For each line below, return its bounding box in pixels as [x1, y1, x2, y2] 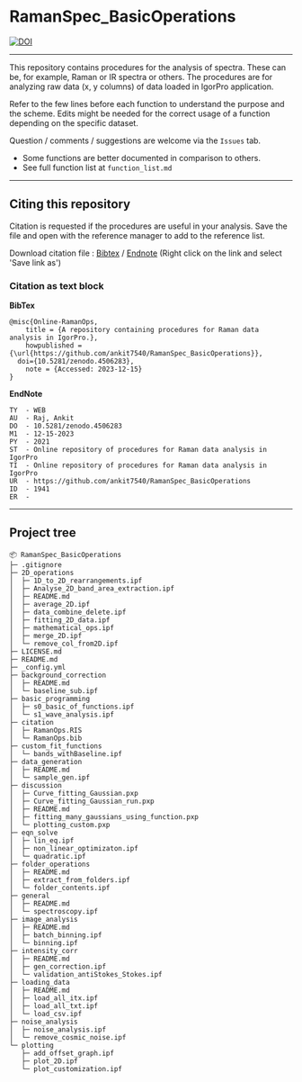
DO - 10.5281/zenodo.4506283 [9, 421, 123, 431]
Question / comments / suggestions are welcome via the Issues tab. [9, 135, 262, 146]
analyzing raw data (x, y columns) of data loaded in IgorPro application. [9, 81, 274, 92]
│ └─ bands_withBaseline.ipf [9, 749, 123, 758]
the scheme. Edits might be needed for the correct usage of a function [9, 108, 271, 119]
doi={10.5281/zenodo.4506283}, [17, 357, 135, 366]
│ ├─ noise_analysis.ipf [9, 1024, 106, 1034]
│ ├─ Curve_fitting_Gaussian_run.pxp [9, 797, 155, 806]
